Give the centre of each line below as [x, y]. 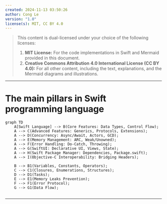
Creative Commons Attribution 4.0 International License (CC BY [92, 63]
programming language [55, 109]
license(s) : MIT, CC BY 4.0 [34, 24]
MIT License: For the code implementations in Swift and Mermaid [92, 53]
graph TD [14, 122]
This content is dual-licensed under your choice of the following [83, 38]
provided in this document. [52, 58]
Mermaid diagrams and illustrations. [61, 74]
